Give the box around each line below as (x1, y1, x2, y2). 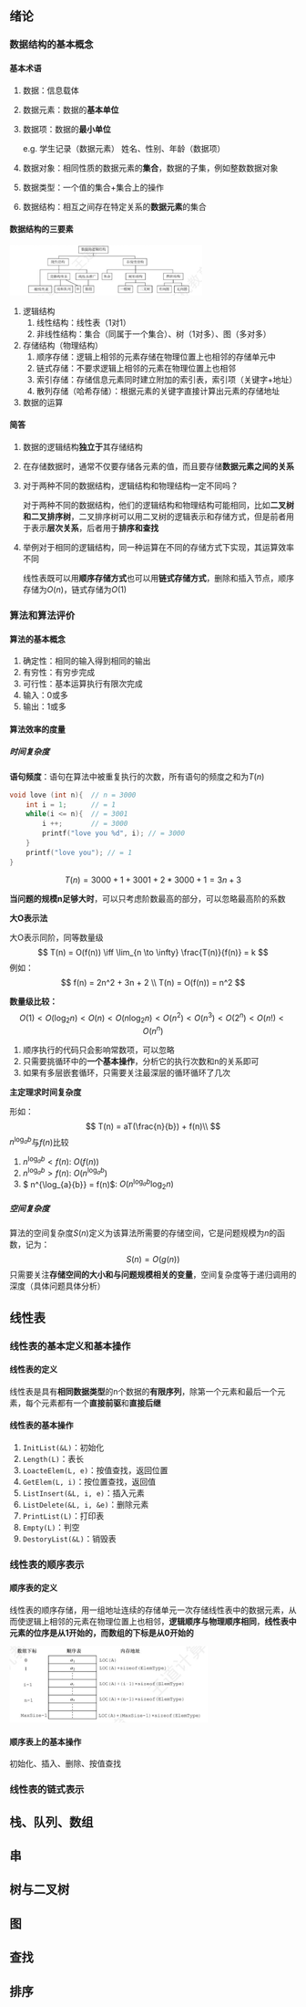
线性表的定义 (9, 1364, 57, 1375)
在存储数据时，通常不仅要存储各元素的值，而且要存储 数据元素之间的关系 (22, 461, 294, 472)
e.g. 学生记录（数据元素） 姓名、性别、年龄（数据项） (22, 142, 226, 153)
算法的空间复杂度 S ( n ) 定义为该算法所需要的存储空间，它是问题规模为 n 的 (9, 1228, 278, 1239)
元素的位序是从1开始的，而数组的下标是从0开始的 (9, 1627, 194, 1638)
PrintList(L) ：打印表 (22, 1510, 105, 1521)
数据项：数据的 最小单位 (22, 123, 111, 134)
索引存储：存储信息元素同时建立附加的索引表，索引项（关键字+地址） (36, 373, 298, 385)
